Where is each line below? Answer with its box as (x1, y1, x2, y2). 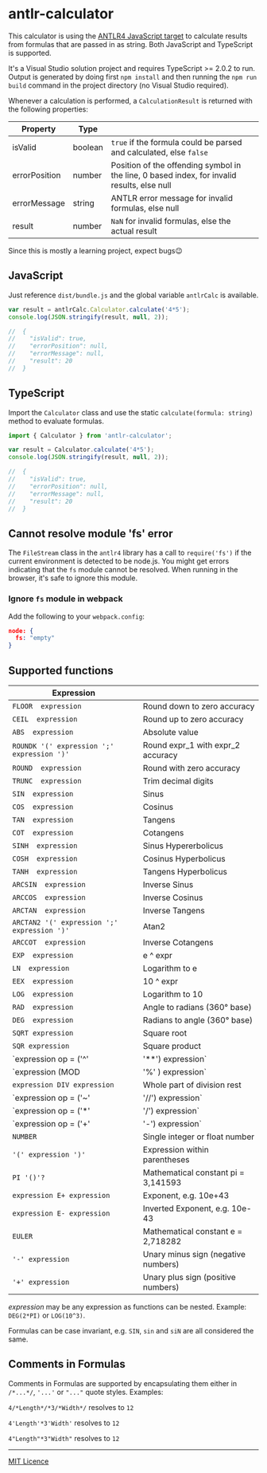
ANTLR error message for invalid (110, 192, 233, 203)
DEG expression (12, 1015, 74, 1024)
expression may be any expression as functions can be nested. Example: (8, 1302, 247, 1311)
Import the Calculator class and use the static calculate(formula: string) (8, 407, 253, 417)
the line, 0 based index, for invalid (110, 169, 237, 180)
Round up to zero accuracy (142, 713, 244, 725)
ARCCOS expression (12, 893, 86, 901)
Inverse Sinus (142, 878, 194, 890)
